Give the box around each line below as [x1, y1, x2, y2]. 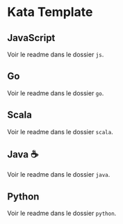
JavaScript [7, 32, 56, 44]
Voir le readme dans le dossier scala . [7, 127, 113, 136]
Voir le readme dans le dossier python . [7, 209, 117, 218]
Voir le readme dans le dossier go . [7, 88, 104, 97]
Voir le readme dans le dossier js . [7, 50, 104, 58]
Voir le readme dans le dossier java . [7, 170, 110, 179]
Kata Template [7, 4, 93, 20]
